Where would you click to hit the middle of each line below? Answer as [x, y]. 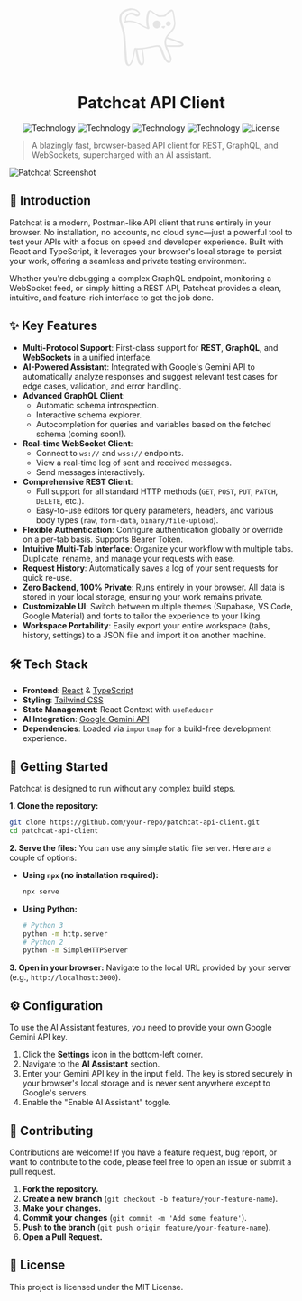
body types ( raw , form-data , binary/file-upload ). [127, 520]
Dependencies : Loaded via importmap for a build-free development [147, 728]
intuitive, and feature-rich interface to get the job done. [112, 298]
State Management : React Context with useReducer [118, 710]
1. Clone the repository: [54, 806]
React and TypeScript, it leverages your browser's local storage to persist [146, 251]
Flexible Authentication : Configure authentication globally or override [153, 529]
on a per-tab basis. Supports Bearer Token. [102, 539]
